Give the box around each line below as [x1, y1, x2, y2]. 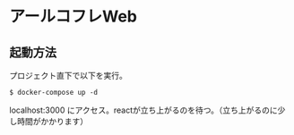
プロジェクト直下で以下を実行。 [9, 71, 127, 80]
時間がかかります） [16, 116, 88, 126]
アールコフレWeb [9, 6, 137, 27]
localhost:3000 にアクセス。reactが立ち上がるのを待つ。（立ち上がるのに [9, 105, 278, 115]
